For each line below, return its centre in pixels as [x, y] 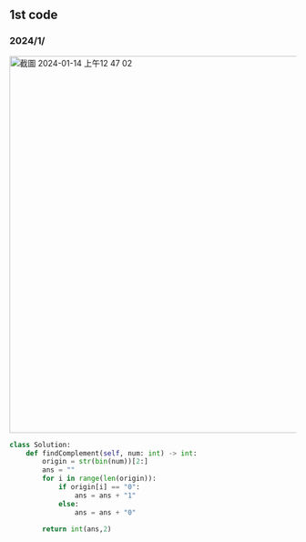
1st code [34, 15]
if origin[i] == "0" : [99, 487]
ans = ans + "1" [105, 496]
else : [68, 504]
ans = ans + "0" [105, 512]
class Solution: [40, 445]
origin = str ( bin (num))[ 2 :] [95, 462]
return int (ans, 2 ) [77, 529]
